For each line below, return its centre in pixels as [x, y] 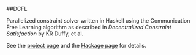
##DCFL [17, 9]
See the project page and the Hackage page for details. [76, 46]
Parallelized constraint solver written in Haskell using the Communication [98, 20]
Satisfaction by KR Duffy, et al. [45, 34]
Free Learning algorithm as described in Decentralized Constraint [89, 27]
